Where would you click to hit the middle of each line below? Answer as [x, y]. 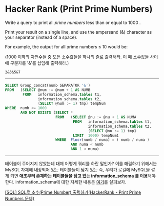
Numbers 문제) [20, 199]
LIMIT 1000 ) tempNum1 [96, 136]
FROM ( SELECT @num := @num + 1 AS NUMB [48, 90]
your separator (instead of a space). [41, 37]
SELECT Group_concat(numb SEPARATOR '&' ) [48, 85]
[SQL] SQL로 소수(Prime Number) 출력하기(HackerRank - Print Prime [73, 192]
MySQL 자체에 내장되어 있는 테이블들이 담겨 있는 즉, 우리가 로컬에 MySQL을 [78, 170]
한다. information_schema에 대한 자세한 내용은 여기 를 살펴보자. [66, 182]
